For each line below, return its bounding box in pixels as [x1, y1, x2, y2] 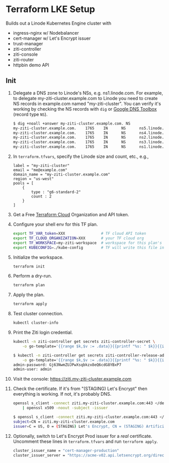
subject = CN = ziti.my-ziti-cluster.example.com [13, 419, 115, 424]
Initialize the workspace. [13, 254, 64, 260]
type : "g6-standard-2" [31, 190, 81, 195]
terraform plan [13, 283, 45, 288]
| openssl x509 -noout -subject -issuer [22, 406, 108, 411]
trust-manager [13, 40, 43, 46]
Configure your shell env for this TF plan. [13, 221, 98, 227]
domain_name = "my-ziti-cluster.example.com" [13, 172, 110, 177]
